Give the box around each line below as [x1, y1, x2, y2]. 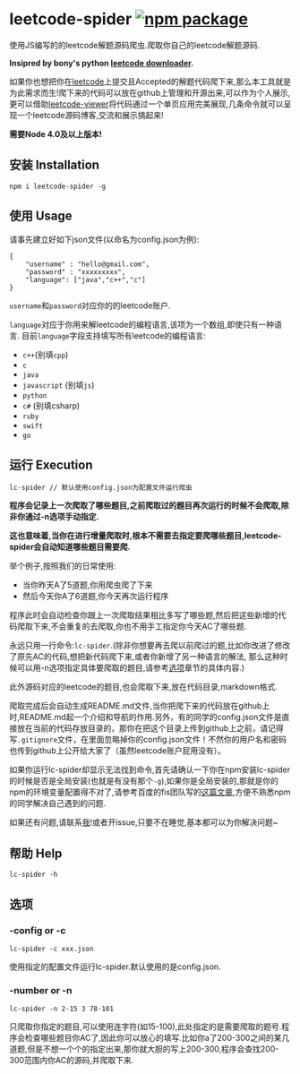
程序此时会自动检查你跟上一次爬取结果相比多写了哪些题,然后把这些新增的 [9, 610, 279, 621]
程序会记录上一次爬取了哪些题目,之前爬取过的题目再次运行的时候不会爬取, [9, 500, 282, 511]
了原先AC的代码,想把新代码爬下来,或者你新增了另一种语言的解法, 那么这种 [9, 651, 280, 662]
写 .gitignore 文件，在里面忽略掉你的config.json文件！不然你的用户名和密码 [9, 735, 287, 745]
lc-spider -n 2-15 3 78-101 [9, 1004, 115, 1014]
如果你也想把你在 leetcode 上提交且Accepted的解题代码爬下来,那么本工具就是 [9, 76, 291, 87]
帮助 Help [9, 846, 63, 861]
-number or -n [9, 984, 73, 996]
